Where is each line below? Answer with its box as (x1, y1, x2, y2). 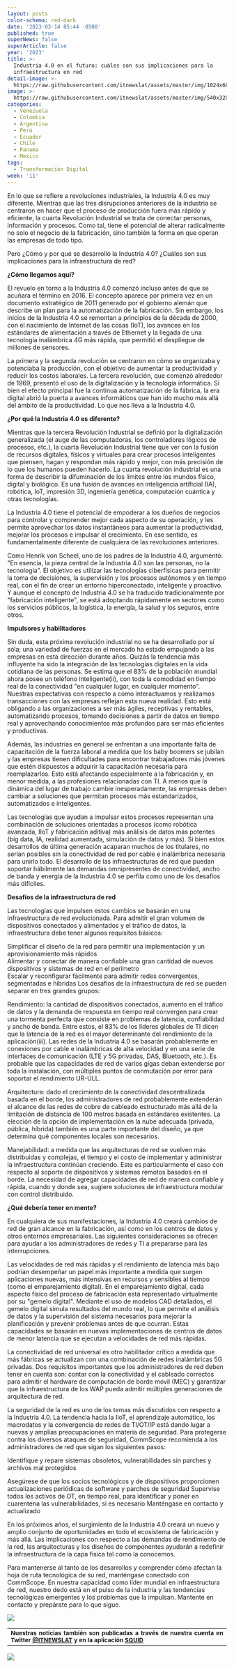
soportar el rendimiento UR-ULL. (7, 1074, 101, 1082)
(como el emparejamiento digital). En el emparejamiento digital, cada (7, 1282, 204, 1290)
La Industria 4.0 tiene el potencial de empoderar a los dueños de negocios (7, 508, 221, 517)
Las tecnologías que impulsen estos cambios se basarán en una (7, 906, 192, 915)
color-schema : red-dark (7, 17, 77, 24)
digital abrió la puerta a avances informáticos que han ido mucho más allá (7, 393, 219, 401)
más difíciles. (7, 879, 45, 887)
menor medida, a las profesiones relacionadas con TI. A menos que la (7, 776, 208, 785)
